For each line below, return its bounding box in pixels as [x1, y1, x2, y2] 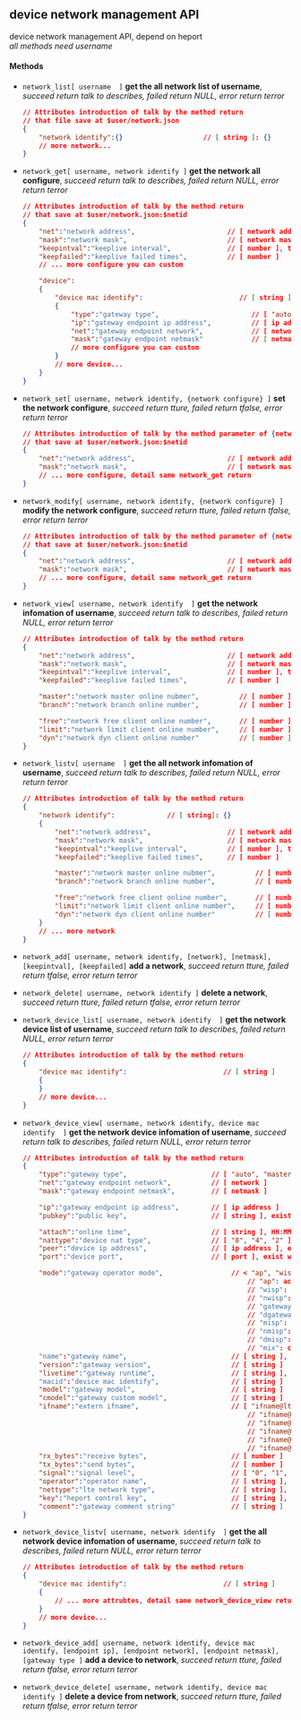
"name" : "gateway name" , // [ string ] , [39, 1352, 288, 1361]
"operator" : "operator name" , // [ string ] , [39, 1477, 288, 1486]
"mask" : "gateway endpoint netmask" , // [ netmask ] [39, 1187, 268, 1196]
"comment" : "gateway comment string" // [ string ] [39, 1501, 284, 1511]
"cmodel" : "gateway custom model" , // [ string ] [39, 1394, 284, 1403]
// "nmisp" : [246, 1327, 292, 1336]
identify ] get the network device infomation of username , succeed [21, 1127, 287, 1137]
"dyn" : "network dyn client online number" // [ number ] [39, 733, 292, 742]
